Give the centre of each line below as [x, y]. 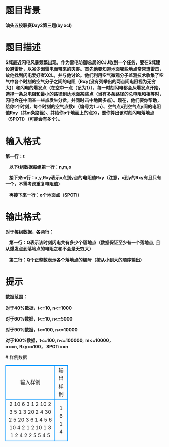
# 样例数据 [16, 357]
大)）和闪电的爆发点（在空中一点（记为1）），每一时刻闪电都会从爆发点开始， [84, 87]
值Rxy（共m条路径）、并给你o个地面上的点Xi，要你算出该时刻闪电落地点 [80, 113]
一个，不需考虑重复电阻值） [34, 184]
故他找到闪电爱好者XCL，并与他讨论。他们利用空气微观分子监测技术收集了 [82, 75]
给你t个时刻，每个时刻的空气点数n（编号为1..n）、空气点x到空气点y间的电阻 [83, 106]
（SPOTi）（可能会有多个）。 [34, 119]
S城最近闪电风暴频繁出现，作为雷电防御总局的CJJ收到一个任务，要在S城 [81, 62]
